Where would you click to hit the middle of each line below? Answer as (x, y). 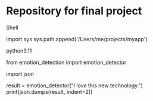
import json (20, 74)
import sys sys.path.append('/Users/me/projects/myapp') (77, 39)
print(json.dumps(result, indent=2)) (49, 91)
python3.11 (19, 51)
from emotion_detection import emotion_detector (66, 62)
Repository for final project (74, 11)
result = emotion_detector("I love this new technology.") (74, 85)
